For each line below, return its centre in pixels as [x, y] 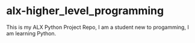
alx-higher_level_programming [85, 11]
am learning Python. [31, 33]
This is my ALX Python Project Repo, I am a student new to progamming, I [98, 27]
